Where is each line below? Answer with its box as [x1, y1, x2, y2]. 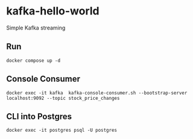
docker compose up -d [6, 57, 61, 64]
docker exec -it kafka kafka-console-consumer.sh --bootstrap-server [6, 90, 188, 96]
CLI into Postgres [6, 111, 72, 122]
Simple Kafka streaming [6, 24, 66, 31]
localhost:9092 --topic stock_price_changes [6, 95, 120, 101]
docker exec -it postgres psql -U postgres [6, 128, 118, 134]
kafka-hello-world [6, 4, 100, 18]
